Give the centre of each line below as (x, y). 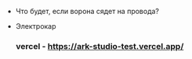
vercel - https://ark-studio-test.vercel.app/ (100, 46)
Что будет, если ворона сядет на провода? (87, 11)
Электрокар (36, 26)
